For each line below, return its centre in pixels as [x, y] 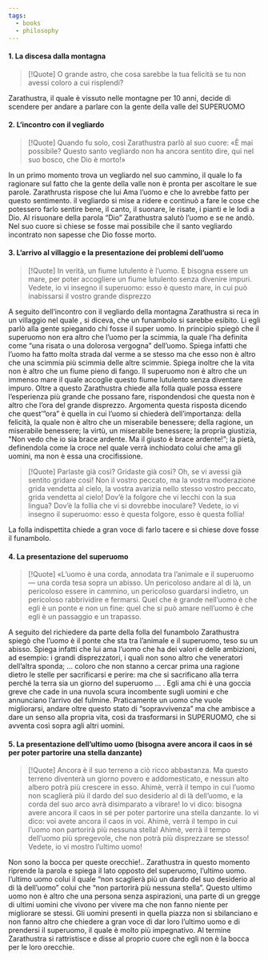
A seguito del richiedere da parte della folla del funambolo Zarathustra [124, 632]
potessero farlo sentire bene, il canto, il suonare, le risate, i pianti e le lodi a [132, 209]
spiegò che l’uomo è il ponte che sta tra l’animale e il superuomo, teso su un [133, 641]
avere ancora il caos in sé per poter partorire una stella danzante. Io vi [143, 813]
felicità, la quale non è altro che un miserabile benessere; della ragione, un [131, 422]
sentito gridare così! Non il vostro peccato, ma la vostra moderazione [142, 480]
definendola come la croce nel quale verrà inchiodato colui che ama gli [125, 447]
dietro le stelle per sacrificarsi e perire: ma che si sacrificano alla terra [123, 675]
